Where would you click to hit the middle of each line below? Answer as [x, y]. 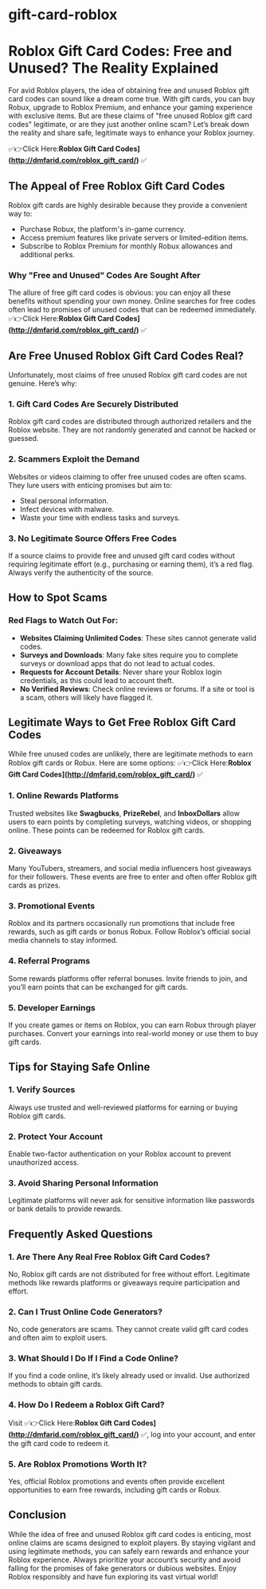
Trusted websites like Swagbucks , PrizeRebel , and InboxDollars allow [124, 813]
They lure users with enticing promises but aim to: [90, 485]
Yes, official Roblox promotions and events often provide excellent [117, 1482]
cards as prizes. [35, 885]
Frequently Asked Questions [81, 1234]
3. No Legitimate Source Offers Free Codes [93, 538]
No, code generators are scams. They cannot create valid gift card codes [129, 1329]
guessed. [23, 439]
